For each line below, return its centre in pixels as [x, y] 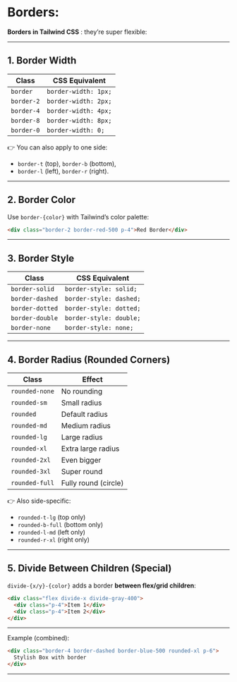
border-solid [33, 289]
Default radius [84, 415]
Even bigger [81, 461]
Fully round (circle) [92, 483]
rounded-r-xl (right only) [54, 540]
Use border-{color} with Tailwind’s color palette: [78, 217]
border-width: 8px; [79, 120]
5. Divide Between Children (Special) [90, 568]
